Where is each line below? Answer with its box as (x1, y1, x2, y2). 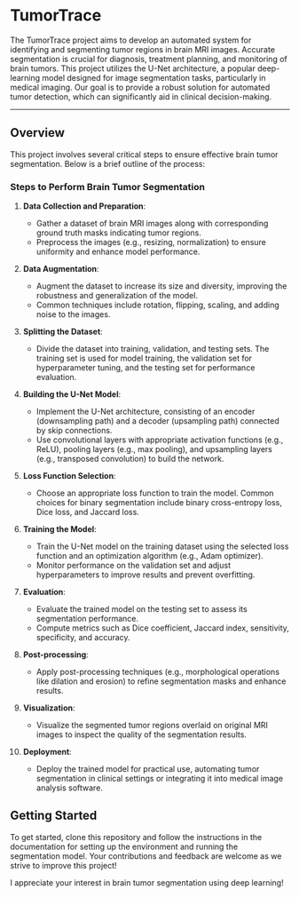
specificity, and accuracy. (35, 632, 131, 643)
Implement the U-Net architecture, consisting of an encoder (35, 406, 256, 417)
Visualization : (22, 703, 75, 713)
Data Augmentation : (22, 264, 100, 274)
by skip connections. (35, 425, 113, 436)
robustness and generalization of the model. (35, 290, 199, 301)
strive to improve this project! (10, 860, 118, 870)
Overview (10, 125, 66, 140)
